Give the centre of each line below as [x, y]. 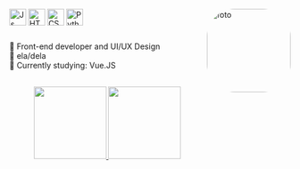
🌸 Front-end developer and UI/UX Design [85, 46]
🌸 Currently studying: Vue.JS [62, 66]
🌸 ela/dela [28, 56]
